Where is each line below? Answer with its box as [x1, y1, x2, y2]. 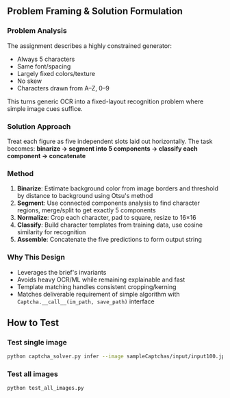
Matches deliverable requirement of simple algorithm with [16, 290, 180, 298]
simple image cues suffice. [7, 104, 84, 112]
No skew [16, 77, 42, 85]
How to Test [7, 316, 60, 328]
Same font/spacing [16, 62, 71, 71]
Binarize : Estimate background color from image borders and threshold [16, 184, 219, 192]
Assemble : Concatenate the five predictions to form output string [16, 236, 202, 244]
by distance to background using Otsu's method [16, 192, 153, 200]
